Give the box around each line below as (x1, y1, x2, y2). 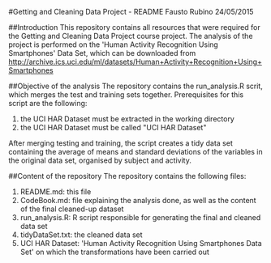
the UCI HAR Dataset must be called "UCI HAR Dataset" (19, 123, 207, 132)
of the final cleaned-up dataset (19, 204, 124, 214)
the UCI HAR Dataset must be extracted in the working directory (19, 114, 235, 124)
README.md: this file (19, 187, 92, 197)
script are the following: (8, 99, 88, 108)
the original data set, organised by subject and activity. (8, 155, 192, 165)
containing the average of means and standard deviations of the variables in (8, 147, 263, 156)
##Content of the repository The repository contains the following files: (8, 172, 247, 180)
